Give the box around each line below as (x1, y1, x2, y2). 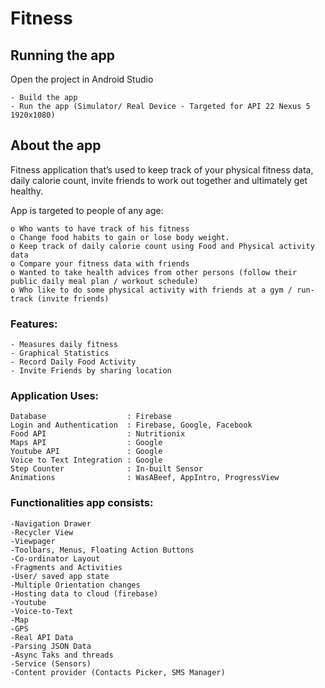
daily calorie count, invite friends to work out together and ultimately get (10, 174, 308, 186)
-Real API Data (10, 632, 74, 642)
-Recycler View (10, 527, 74, 537)
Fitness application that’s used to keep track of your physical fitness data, (10, 163, 314, 176)
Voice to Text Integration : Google (10, 455, 163, 466)
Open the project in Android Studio (10, 73, 154, 85)
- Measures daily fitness (10, 340, 118, 350)
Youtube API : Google (10, 447, 163, 457)
